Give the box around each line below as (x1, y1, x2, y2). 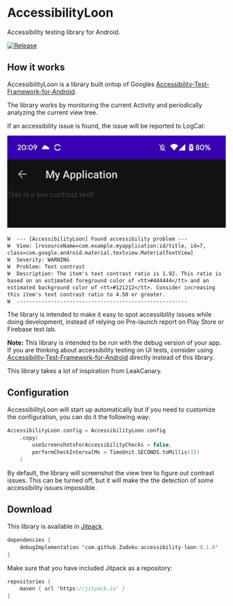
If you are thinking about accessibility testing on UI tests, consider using (7, 345, 214, 354)
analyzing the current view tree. (7, 108, 98, 116)
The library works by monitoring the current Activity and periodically (7, 101, 202, 109)
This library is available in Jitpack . (7, 522, 104, 530)
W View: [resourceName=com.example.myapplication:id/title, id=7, (7, 242, 207, 249)
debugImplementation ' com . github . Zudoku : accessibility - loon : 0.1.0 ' (19, 543, 218, 550)
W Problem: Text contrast (7, 263, 85, 270)
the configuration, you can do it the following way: (7, 412, 150, 421)
